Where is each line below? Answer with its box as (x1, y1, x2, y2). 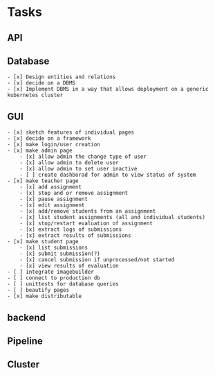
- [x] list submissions (19, 244, 88, 252)
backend (7, 311, 46, 323)
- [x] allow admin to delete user (19, 159, 119, 166)
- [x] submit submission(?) (19, 250, 100, 257)
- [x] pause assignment (19, 195, 88, 203)
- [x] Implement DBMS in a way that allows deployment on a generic (7, 86, 209, 93)
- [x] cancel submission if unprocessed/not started (19, 256, 175, 263)
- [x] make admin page (7, 147, 73, 155)
